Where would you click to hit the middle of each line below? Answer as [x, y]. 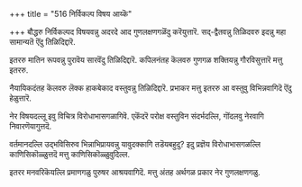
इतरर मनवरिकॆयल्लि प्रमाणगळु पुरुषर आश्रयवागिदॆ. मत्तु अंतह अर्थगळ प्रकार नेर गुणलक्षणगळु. [135, 172]
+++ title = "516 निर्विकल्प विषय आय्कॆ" [71, 14]
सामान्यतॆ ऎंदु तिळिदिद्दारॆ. [42, 42]
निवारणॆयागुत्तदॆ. [31, 126]
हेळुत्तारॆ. [20, 98]
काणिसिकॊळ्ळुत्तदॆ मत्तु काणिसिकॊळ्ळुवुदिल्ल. [70, 154]
